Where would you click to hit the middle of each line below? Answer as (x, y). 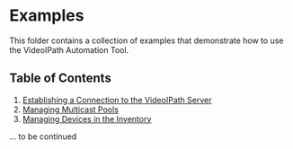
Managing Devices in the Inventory (87, 118)
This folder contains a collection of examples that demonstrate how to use (146, 40)
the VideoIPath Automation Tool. (69, 49)
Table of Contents (61, 79)
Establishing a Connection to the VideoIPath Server (117, 100)
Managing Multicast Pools (71, 110)
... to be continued (43, 136)
